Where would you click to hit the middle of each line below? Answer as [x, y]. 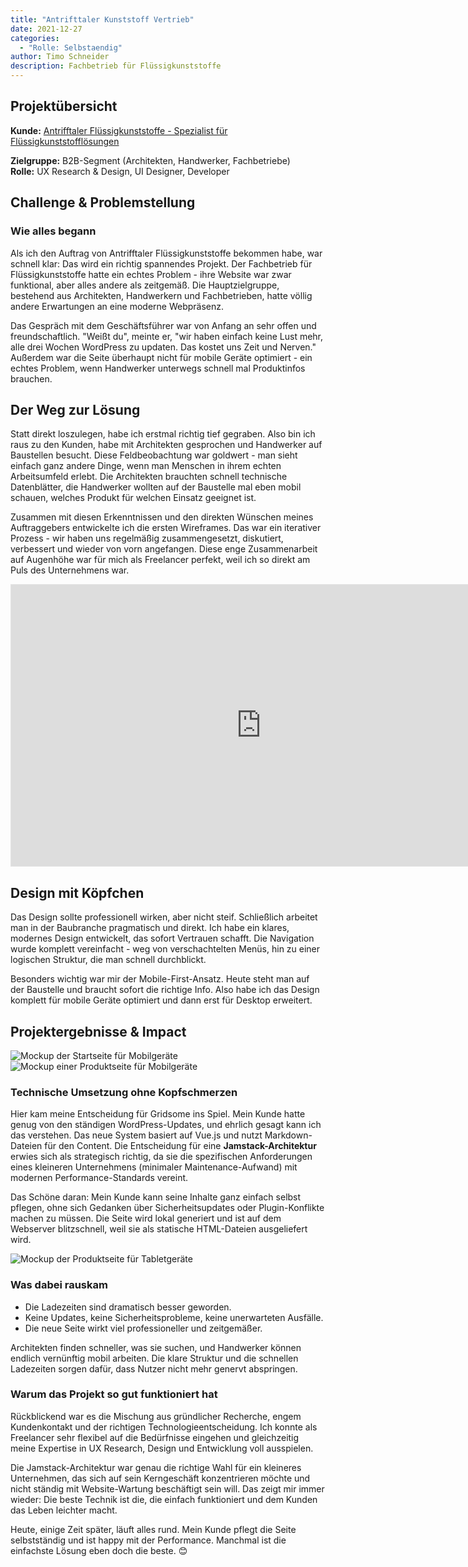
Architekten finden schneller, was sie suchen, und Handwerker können [156, 1347]
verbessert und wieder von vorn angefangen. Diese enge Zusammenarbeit [164, 549]
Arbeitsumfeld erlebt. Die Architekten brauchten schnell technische [149, 477]
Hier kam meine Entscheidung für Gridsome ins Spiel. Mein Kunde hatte [158, 1114]
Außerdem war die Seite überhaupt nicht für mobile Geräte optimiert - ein [161, 357]
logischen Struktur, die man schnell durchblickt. [108, 960]
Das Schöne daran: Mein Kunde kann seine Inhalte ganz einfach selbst [156, 1197]
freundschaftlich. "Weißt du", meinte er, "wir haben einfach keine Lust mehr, [167, 336]
